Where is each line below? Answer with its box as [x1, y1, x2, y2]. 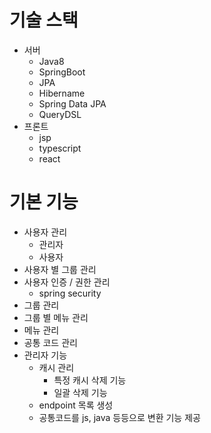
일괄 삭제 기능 [53, 386, 108, 398]
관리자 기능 [23, 349, 68, 361]
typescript [38, 142, 82, 154]
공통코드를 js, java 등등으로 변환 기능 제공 [38, 411, 201, 423]
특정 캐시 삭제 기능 [53, 374, 127, 386]
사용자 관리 [23, 226, 68, 238]
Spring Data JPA [38, 97, 107, 110]
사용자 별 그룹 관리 [23, 263, 97, 275]
